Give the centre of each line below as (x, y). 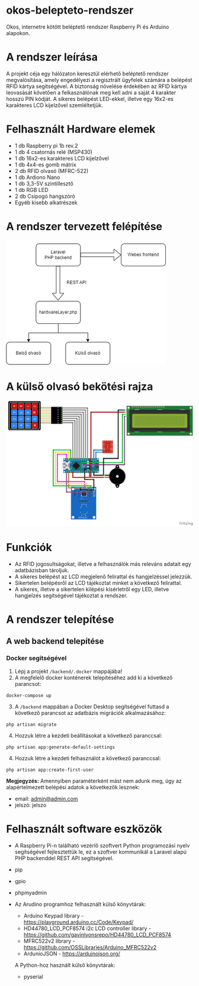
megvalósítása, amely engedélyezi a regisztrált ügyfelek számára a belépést (99, 80)
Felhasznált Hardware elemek (81, 129)
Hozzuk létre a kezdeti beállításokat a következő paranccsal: (89, 735)
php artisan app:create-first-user (50, 770)
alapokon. (18, 33)
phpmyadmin (31, 893)
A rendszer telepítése (60, 619)
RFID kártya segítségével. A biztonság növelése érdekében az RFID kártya (97, 86)
